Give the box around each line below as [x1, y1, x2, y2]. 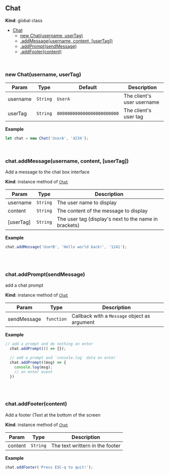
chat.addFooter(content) [5, 400, 67, 408]
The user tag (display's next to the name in [57, 216, 158, 223]
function [46, 316, 67, 322]
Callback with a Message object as [71, 312, 150, 319]
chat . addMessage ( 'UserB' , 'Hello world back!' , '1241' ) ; [5, 244, 127, 250]
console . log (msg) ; [14, 365, 53, 370]
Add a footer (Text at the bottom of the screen [5, 412, 101, 418]
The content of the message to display [57, 208, 148, 215]
